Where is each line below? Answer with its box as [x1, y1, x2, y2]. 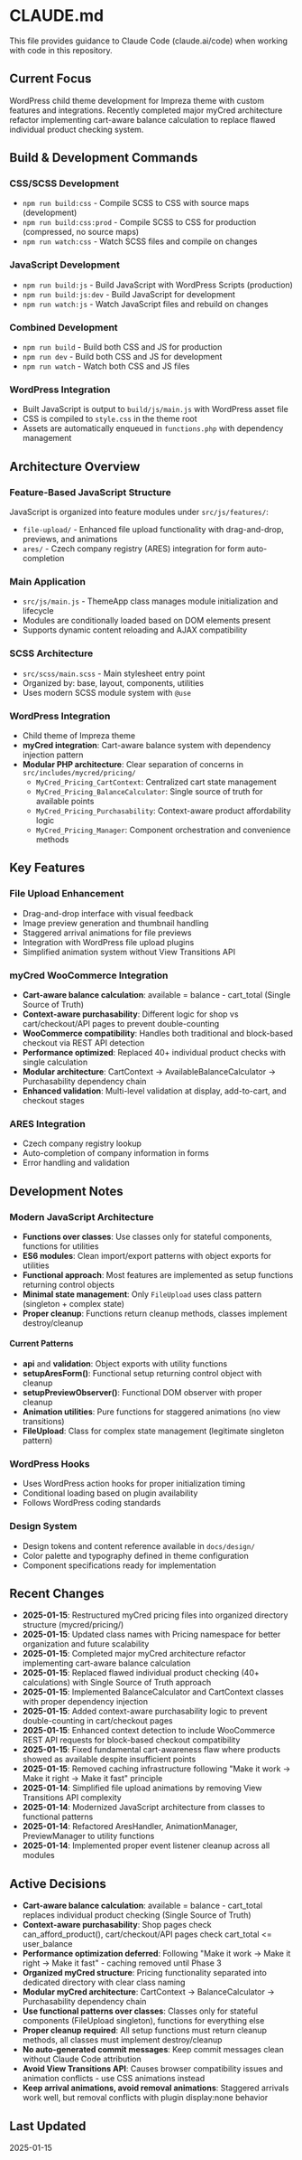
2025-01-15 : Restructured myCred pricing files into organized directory [22, 1610, 288, 1620]
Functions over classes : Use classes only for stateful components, [22, 1231, 272, 1242]
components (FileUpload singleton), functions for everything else [22, 2015, 265, 2026]
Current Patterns [9, 1338, 74, 1349]
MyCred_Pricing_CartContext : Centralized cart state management [35, 776, 277, 787]
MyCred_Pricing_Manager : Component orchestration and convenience [35, 824, 291, 835]
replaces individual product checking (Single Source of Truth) [22, 1910, 252, 1921]
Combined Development [9, 321, 119, 333]
